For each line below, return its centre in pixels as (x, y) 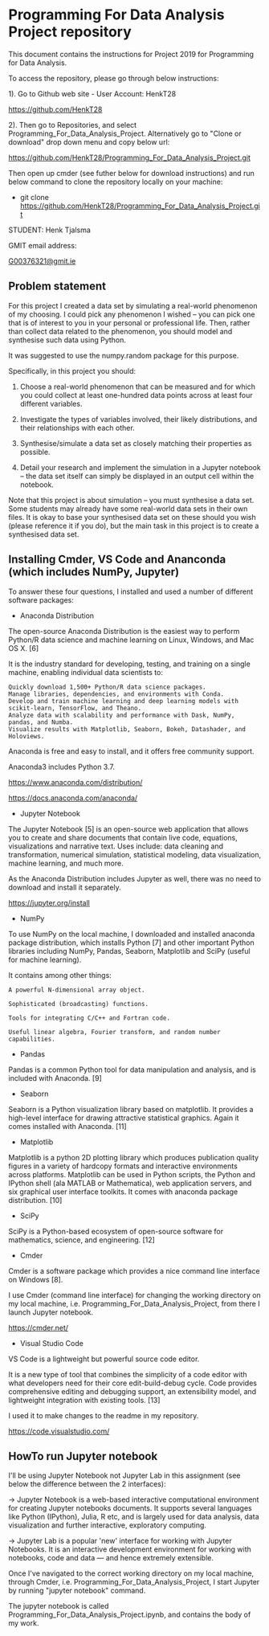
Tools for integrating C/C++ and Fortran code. (90, 1018)
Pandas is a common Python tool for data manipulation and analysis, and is (132, 1070)
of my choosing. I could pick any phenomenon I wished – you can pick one (132, 314)
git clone (35, 197)
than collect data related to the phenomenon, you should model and (120, 331)
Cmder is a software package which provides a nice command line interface (134, 1270)
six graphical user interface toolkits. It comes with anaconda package (123, 1192)
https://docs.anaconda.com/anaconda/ (73, 798)
